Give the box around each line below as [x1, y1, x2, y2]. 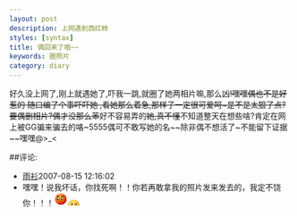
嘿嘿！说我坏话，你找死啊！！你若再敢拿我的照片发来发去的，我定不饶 [21, 182, 282, 192]
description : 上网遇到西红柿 [9, 23, 109, 33]
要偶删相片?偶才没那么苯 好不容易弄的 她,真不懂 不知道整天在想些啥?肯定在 [9, 111, 279, 120]
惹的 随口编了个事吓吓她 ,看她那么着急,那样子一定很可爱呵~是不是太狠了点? [9, 99, 286, 110]
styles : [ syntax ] [9, 33, 74, 42]
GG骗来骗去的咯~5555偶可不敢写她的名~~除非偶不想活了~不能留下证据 [24, 121, 288, 132]
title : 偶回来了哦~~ [9, 43, 79, 52]
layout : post [9, 14, 58, 23]
